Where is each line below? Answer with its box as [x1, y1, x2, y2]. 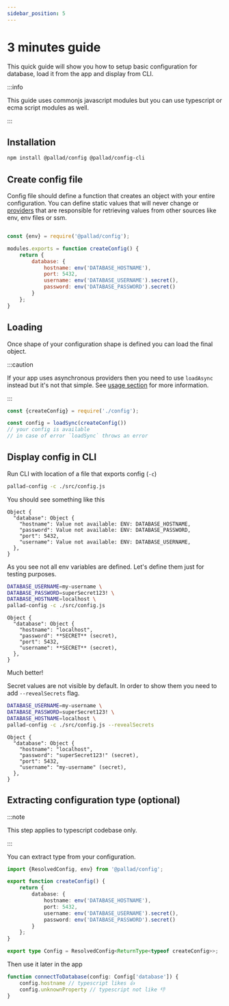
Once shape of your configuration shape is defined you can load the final [7, 340, 213, 348]
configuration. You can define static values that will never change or [7, 199, 200, 208]
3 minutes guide [7, 39, 101, 55]
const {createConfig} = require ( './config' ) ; [7, 407, 139, 415]
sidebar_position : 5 [7, 10, 66, 17]
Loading [7, 321, 43, 333]
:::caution [7, 360, 34, 369]
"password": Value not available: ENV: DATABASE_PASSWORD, [19, 526, 191, 533]
